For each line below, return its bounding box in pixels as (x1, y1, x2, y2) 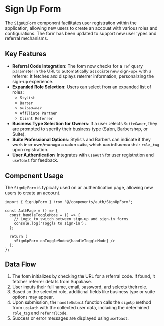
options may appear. (12, 294, 54, 300)
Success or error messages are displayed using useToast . (12, 315, 129, 321)
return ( (9, 234, 27, 239)
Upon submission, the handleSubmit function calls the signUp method (12, 299, 151, 305)
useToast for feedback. (12, 157, 59, 163)
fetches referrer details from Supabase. (12, 279, 92, 285)
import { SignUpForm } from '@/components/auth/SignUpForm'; (5, 199, 133, 204)
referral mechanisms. (5, 36, 48, 41)
